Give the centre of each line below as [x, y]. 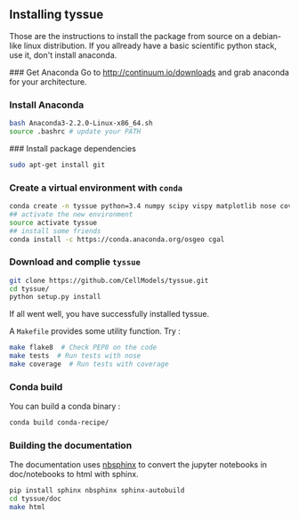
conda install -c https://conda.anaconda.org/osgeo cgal [117, 239]
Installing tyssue [57, 15]
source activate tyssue [53, 223]
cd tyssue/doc [36, 499]
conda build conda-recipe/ [59, 423]
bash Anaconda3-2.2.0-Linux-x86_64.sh [81, 124]
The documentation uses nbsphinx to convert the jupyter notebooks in [138, 465]
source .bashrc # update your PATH [75, 131]
